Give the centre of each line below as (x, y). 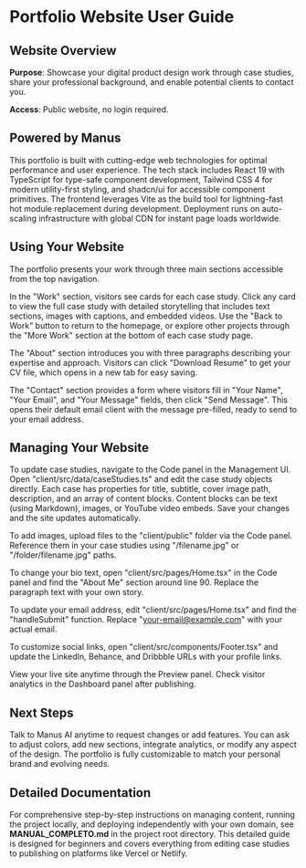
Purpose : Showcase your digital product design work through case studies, (152, 72)
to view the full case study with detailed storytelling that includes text (140, 306)
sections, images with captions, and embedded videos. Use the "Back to (146, 316)
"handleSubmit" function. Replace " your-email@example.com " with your (146, 620)
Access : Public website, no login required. (89, 110)
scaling (23, 218)
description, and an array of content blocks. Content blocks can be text (144, 498)
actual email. (33, 629)
